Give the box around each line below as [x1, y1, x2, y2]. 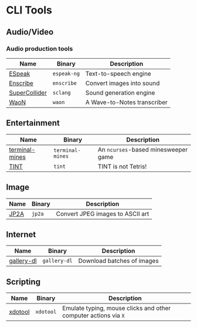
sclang [52, 89, 72, 96]
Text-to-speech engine [85, 69, 151, 77]
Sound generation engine [85, 89, 155, 97]
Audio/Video [6, 27, 54, 37]
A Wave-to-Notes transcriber [85, 98, 168, 106]
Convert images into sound [85, 79, 160, 87]
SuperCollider [9, 89, 47, 97]
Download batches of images [78, 257, 159, 265]
